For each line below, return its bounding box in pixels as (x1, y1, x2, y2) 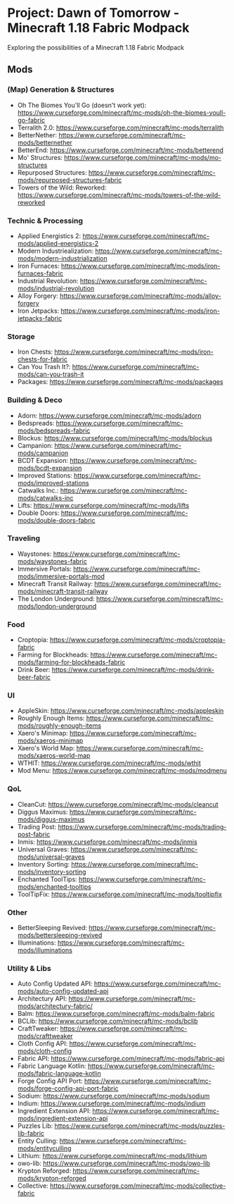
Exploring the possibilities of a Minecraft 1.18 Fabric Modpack (7, 43, 185, 51)
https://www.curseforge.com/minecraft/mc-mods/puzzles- (54, 1122, 226, 1130)
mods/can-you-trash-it (17, 370, 84, 378)
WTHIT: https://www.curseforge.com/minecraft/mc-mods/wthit (17, 759, 202, 767)
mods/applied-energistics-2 (17, 239, 99, 247)
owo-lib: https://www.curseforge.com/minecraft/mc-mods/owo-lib (17, 1159, 211, 1167)
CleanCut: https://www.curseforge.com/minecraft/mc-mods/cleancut (17, 800, 219, 808)
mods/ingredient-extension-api (17, 1115, 108, 1123)
